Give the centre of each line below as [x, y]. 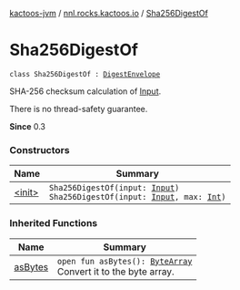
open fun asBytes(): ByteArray [125, 261]
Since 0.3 [27, 126]
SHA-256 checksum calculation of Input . [85, 91]
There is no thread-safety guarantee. [79, 109]
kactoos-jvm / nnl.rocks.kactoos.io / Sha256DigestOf [109, 13]
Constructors [40, 150]
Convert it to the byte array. [115, 271]
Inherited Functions [54, 223]
